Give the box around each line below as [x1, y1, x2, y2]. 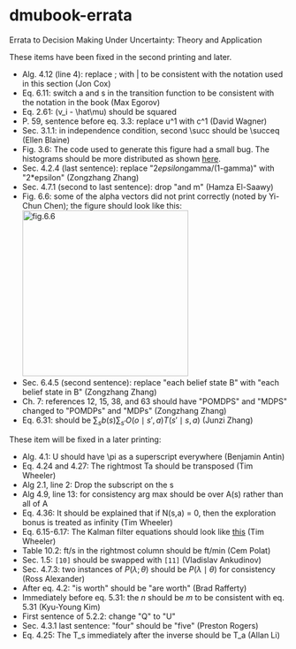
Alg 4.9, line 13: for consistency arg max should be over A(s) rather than [21, 488, 284, 500]
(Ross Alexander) [21, 573, 86, 584]
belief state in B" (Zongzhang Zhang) [21, 386, 157, 397]
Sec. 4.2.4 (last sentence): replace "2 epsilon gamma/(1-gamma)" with [21, 163, 276, 173]
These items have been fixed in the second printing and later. [9, 51, 232, 62]
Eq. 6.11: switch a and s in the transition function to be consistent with [21, 88, 275, 98]
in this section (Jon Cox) [21, 78, 111, 88]
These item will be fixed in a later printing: [9, 434, 162, 445]
